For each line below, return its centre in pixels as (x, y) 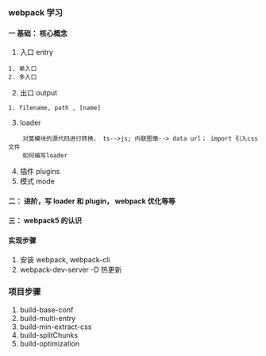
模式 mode (37, 181)
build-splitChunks (48, 335)
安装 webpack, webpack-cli (65, 259)
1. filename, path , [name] (55, 108)
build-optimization (50, 343)
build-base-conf (46, 310)
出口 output (39, 93)
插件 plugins (40, 172)
